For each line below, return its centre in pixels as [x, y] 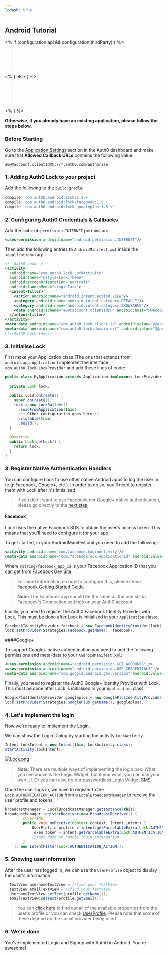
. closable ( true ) [35, 419]
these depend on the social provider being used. [67, 919]
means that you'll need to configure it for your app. [57, 533]
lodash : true [19, 10]
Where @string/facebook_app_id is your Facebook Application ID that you [81, 566]
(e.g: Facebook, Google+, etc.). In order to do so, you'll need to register [79, 485]
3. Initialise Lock [25, 346]
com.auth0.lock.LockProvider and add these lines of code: [65, 368]
